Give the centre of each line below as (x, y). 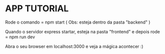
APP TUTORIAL (37, 9)
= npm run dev (20, 37)
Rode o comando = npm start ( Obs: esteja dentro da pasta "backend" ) (78, 22)
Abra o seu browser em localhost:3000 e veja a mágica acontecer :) (74, 46)
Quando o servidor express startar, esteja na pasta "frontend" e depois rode (82, 31)
